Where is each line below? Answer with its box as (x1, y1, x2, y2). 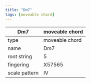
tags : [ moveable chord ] (5, 12, 55, 17)
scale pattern (7, 69, 39, 76)
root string (7, 53, 32, 60)
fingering (7, 61, 29, 68)
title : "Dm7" (5, 7, 32, 13)
